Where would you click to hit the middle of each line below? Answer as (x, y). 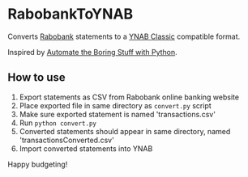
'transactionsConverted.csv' (66, 140)
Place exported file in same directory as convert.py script (115, 105)
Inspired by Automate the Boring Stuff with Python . (92, 52)
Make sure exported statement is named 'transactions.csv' (118, 114)
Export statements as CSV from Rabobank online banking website (129, 97)
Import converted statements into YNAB (86, 148)
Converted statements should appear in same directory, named (125, 131)
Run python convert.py (58, 123)
